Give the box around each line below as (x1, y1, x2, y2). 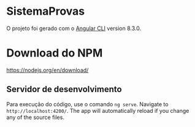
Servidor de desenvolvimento (6, 84, 122, 94)
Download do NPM (6, 46, 103, 60)
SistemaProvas (6, 4, 85, 18)
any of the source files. (6, 114, 64, 121)
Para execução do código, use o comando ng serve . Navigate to (6, 100, 169, 108)
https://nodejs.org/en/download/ (6, 66, 89, 74)
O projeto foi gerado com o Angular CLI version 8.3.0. (6, 25, 142, 32)
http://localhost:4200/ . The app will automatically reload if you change (6, 107, 189, 114)
